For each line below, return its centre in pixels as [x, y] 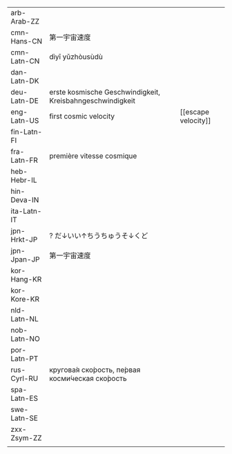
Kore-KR [25, 299]
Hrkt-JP [24, 239]
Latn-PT [25, 358]
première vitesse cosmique [93, 156]
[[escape [194, 112]
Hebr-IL [24, 180]
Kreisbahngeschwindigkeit [93, 101]
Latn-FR [24, 160]
